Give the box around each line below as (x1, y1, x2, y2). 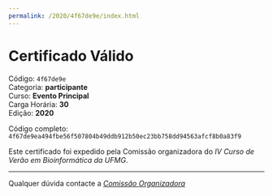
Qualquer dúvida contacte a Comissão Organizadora (8, 178, 185, 188)
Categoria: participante (8, 82, 88, 92)
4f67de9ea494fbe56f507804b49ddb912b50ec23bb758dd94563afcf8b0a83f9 (8, 132, 242, 140)
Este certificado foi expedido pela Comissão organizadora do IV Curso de (8, 147, 254, 156)
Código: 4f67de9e (8, 74, 67, 83)
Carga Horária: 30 (8, 99, 69, 109)
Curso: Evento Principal (8, 91, 89, 100)
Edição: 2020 (8, 108, 54, 117)
